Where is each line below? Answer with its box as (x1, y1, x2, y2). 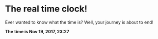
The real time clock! (5, 3, 87, 14)
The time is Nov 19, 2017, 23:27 (5, 28, 70, 34)
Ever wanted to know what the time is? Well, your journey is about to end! (5, 19, 154, 25)
